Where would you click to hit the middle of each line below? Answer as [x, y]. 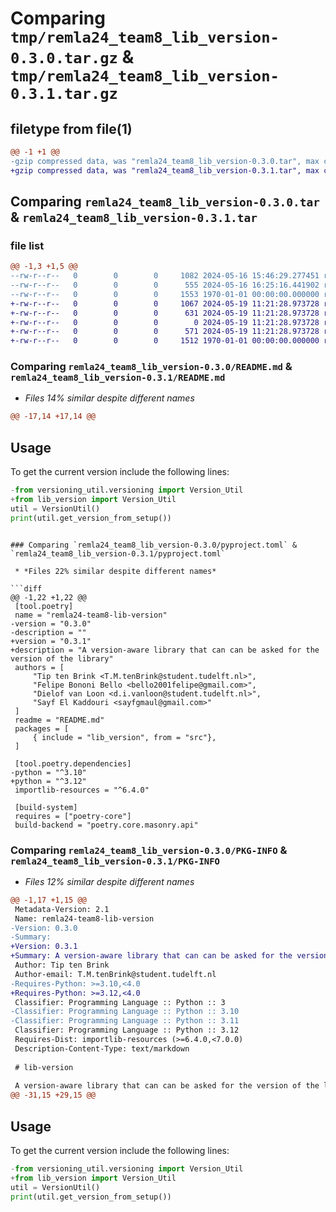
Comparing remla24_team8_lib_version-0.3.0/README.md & [151, 367]
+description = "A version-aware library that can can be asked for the [165, 650]
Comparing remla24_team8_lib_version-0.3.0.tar [165, 202]
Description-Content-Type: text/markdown [102, 1048]
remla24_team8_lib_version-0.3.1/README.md [118, 378]
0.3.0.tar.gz [64, 58]
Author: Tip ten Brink [62, 965]
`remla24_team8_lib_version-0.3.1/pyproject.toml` [118, 553]
